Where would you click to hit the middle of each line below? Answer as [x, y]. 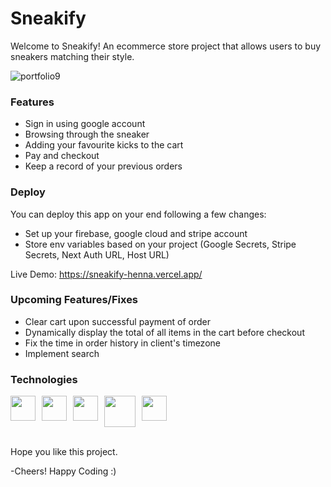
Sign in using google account [85, 124]
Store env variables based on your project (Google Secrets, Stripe [160, 244]
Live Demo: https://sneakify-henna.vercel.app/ [106, 274]
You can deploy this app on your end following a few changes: [138, 214]
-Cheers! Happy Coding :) [63, 471]
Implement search [62, 353]
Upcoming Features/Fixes [74, 300]
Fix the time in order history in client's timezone [122, 343]
